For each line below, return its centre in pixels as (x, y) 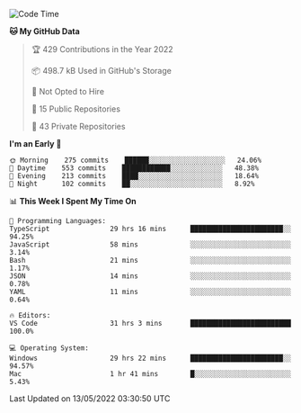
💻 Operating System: (49, 348)
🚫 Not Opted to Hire (68, 91)
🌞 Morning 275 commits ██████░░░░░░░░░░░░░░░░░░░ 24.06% (136, 160)
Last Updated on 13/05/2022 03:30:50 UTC (90, 399)
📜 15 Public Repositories (76, 109)
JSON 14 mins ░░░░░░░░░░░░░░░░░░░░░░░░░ (150, 276)
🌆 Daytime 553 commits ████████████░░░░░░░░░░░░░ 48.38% (134, 168)
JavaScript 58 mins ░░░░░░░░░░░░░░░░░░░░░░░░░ (150, 245)
